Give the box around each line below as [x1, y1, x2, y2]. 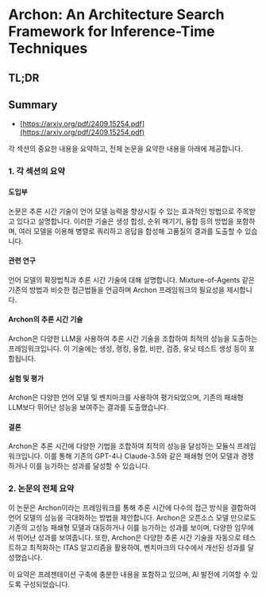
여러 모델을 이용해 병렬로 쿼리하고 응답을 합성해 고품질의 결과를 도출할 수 [18, 226, 244, 236]
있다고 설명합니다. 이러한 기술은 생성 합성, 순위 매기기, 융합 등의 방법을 [16, 216, 234, 226]
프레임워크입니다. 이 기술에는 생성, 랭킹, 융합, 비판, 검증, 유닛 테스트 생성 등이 [8, 344, 247, 353]
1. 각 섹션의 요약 [8, 166, 65, 177]
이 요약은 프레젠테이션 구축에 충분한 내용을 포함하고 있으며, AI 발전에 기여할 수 [8, 569, 250, 578]
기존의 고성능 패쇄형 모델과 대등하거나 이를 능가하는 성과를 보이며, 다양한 [8, 523, 233, 532]
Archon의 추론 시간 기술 [8, 314, 83, 324]
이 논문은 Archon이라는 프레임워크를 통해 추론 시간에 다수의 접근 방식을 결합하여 [8, 503, 256, 512]
